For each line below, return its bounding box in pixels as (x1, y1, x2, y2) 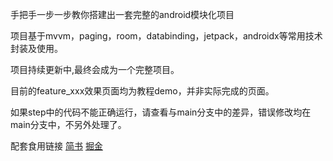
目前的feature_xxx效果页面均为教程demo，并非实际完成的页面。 (10, 85, 275, 97)
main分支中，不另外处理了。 (10, 119, 127, 130)
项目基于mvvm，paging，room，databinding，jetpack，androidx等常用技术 (10, 30, 323, 42)
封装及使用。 (10, 43, 63, 54)
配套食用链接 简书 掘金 (10, 140, 103, 152)
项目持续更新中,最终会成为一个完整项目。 (10, 64, 180, 75)
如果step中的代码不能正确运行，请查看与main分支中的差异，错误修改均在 (10, 106, 312, 118)
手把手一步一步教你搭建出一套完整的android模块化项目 (10, 9, 235, 20)
